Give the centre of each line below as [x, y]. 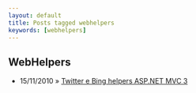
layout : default [35, 15]
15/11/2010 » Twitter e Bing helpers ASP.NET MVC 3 [104, 81]
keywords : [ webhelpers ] [47, 30]
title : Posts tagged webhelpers [61, 23]
